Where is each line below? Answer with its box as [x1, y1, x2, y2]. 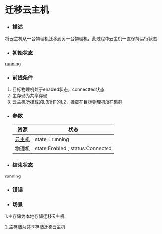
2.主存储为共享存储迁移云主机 [5, 224, 66, 230]
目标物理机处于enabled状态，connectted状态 [12, 86, 105, 92]
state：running [34, 136, 69, 143]
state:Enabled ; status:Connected [34, 145, 112, 152]
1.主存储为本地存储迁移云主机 [5, 213, 65, 219]
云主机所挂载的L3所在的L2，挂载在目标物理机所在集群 [12, 99, 123, 105]
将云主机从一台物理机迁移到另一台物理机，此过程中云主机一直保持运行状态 [5, 36, 157, 42]
